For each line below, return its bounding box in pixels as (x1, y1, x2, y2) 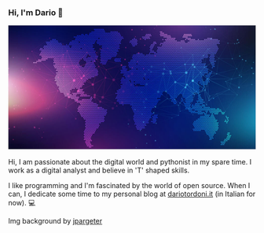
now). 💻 (8, 198, 36, 208)
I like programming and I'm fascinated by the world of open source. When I (8, 181, 251, 190)
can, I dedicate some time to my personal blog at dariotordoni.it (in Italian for (8, 189, 256, 199)
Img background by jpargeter (8, 216, 103, 226)
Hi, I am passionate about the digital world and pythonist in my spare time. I (8, 157, 252, 167)
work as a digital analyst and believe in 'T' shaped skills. (8, 165, 190, 176)
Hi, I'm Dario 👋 (8, 7, 64, 18)
